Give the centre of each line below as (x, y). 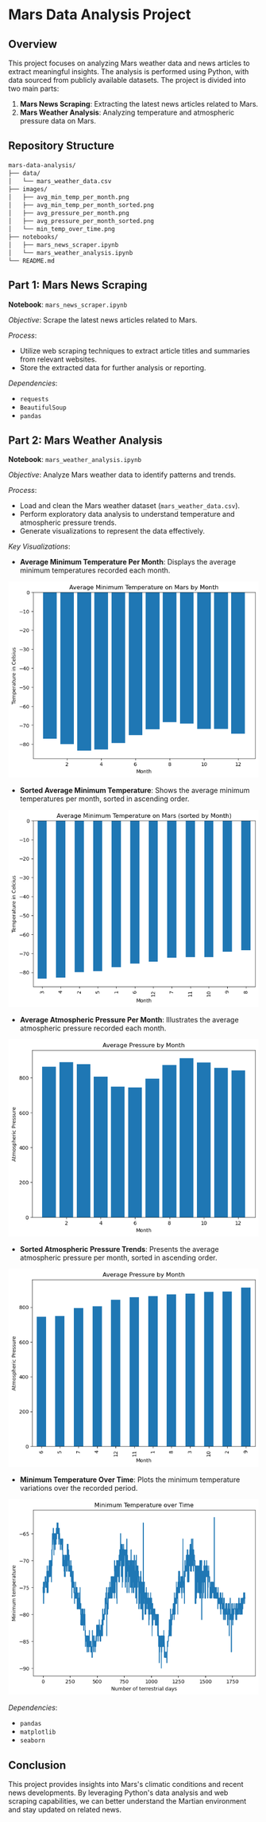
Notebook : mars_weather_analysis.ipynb (75, 459)
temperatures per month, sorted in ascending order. (104, 799)
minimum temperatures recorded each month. (95, 570)
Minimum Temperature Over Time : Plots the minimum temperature (130, 1480)
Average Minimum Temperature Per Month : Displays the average (128, 562)
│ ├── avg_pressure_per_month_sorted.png (81, 221)
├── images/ (28, 189)
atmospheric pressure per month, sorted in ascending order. (118, 1257)
